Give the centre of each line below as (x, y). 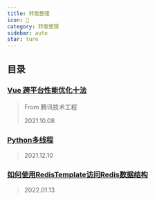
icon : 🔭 (18, 20)
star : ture (23, 39)
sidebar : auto (28, 33)
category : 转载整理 (33, 26)
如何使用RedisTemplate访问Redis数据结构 (77, 175)
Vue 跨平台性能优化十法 (47, 91)
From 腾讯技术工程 (51, 107)
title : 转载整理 (28, 13)
